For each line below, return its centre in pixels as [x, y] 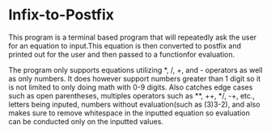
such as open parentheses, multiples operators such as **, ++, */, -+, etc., [132, 95]
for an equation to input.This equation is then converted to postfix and [125, 45]
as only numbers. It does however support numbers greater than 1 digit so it [135, 78]
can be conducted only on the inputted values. [86, 121]
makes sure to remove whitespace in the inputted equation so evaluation [129, 113]
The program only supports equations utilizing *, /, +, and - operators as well [135, 69]
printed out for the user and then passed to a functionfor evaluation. [122, 54]
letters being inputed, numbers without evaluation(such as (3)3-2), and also [134, 104]
